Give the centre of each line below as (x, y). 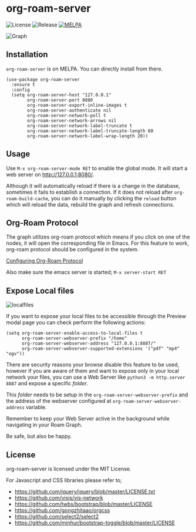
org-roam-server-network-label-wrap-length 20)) (88, 136)
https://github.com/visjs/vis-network (59, 498)
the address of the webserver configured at (59, 401)
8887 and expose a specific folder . (47, 383)
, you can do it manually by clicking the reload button (112, 198)
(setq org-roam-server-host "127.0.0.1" (61, 95)
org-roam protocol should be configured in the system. (72, 250)
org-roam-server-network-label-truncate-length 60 (90, 131)
